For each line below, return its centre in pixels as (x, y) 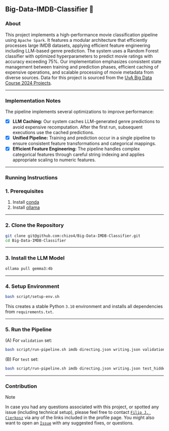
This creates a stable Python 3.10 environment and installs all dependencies (84, 306)
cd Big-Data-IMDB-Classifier (36, 240)
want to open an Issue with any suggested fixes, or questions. (70, 423)
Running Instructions (31, 178)
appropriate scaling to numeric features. (54, 160)
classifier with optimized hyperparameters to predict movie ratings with (79, 56)
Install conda (26, 202)
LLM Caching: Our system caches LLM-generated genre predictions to (86, 121)
